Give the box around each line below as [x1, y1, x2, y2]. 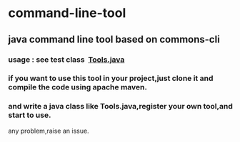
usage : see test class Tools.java [8, 55, 125, 65]
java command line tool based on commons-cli [8, 33, 220, 45]
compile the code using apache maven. [8, 82, 147, 92]
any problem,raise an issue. [8, 126, 89, 135]
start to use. [8, 110, 51, 120]
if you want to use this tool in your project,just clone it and [8, 73, 214, 83]
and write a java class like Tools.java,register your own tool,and [8, 102, 233, 111]
